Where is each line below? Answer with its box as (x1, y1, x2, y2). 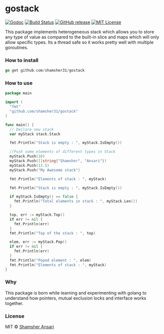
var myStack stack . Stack (9, 132, 61, 136)
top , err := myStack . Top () (9, 212, 65, 217)
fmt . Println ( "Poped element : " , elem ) (9, 258, 92, 263)
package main (5, 91, 32, 96)
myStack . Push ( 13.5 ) (9, 163, 50, 168)
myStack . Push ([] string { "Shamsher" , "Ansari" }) (9, 159, 107, 164)
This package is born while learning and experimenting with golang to (5, 290, 147, 296)
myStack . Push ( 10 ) (9, 154, 45, 159)
